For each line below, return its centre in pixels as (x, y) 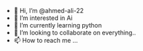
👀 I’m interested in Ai (43, 18)
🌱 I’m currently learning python (58, 25)
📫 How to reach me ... (46, 40)
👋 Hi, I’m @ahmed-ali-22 (49, 11)
